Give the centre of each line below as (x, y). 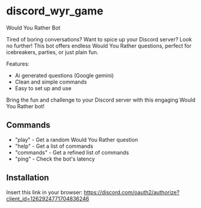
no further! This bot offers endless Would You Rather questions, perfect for (99, 46)
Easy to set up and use (43, 88)
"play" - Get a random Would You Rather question (76, 139)
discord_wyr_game (55, 11)
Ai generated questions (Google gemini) (64, 75)
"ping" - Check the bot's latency (55, 159)
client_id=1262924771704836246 (48, 198)
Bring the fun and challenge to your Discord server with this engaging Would (101, 100)
